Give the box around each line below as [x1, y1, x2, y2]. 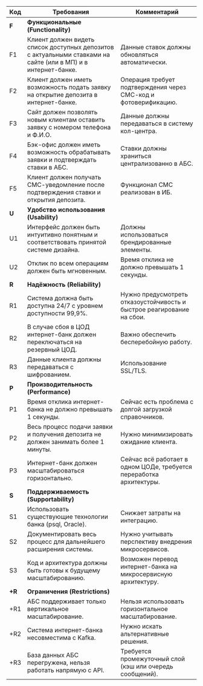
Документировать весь [27, 530, 97, 538]
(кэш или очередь [120, 662, 173, 670]
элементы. [120, 246, 152, 253]
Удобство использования [27, 206, 106, 214]
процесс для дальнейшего [27, 538, 106, 546]
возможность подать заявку [27, 83, 111, 91]
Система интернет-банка [27, 626, 103, 634]
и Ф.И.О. [27, 131, 52, 139]
